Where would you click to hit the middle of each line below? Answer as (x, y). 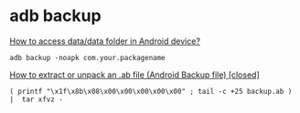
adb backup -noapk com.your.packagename (88, 57)
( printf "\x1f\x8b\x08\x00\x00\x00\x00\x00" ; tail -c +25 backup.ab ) (151, 91)
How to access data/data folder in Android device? (105, 41)
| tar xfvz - (37, 99)
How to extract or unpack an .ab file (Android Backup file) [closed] (134, 75)
